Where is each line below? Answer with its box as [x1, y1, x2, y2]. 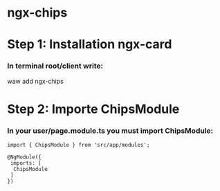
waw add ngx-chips [7, 77, 64, 85]
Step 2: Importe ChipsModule [7, 101, 180, 117]
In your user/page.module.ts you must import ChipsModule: [7, 126, 214, 136]
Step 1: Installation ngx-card [7, 37, 172, 53]
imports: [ [10, 160, 42, 167]
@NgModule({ [7, 154, 42, 161]
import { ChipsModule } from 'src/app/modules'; [7, 142, 150, 149]
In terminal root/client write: [7, 61, 104, 71]
